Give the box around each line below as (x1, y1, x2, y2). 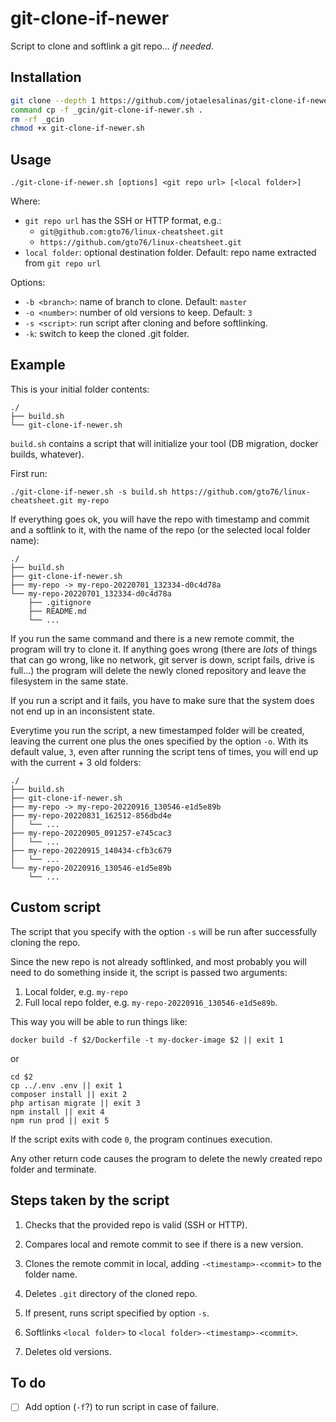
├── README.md (28, 606, 87, 616)
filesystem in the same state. (10, 675, 129, 687)
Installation (10, 69, 82, 86)
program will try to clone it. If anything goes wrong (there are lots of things (10, 643, 318, 655)
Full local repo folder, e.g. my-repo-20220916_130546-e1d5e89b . (24, 996, 278, 1008)
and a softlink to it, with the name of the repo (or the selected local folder (10, 523, 311, 536)
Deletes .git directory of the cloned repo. (24, 1287, 198, 1299)
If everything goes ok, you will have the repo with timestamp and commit (10, 513, 310, 525)
